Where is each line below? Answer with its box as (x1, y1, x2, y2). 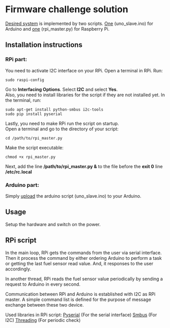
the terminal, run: (5, 97, 42, 103)
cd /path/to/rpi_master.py (5, 135, 63, 141)
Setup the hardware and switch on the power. (5, 221, 101, 227)
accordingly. (5, 266, 32, 272)
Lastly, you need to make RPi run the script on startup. (5, 120, 119, 126)
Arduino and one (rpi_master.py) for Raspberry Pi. (5, 25, 110, 32)
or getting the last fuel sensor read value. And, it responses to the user (5, 260, 154, 266)
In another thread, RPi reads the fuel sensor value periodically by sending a (5, 276, 163, 282)
